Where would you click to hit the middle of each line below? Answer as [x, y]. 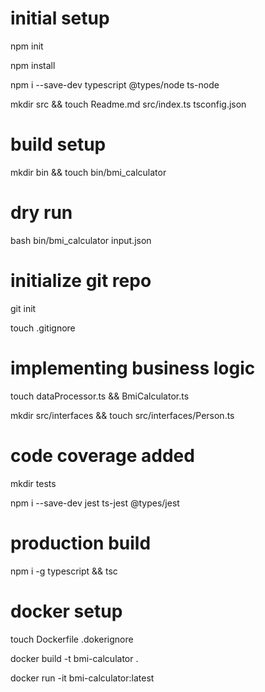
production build [81, 543]
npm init [27, 46]
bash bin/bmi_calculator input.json [81, 240]
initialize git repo [81, 281]
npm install [33, 65]
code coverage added [102, 455]
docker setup [66, 611]
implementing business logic [133, 368]
